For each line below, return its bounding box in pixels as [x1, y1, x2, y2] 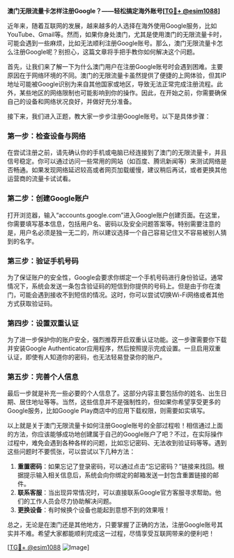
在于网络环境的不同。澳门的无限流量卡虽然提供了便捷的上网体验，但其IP [19, 71, 226, 79]
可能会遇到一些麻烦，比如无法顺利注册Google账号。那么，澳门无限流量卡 [7, 39, 217, 47]
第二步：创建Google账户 [7, 194, 89, 203]
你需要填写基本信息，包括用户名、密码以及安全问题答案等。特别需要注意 [7, 219, 214, 228]
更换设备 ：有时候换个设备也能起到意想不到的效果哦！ [17, 506, 171, 514]
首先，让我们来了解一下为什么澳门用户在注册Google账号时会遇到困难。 [7, 63, 211, 70]
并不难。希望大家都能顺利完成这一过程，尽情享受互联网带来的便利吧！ [13, 529, 214, 538]
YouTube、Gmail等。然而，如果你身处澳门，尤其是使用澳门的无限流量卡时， [7, 31, 226, 38]
